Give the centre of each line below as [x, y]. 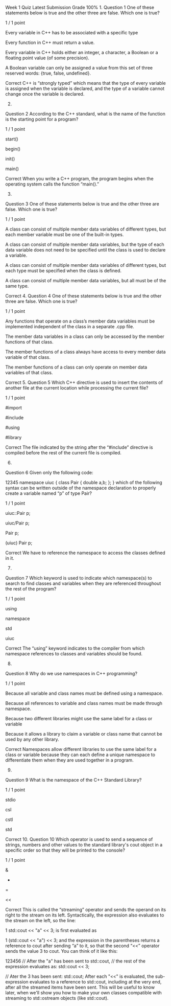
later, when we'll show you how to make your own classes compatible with [83, 993]
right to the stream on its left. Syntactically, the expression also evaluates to [85, 915]
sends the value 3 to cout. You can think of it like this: [62, 951]
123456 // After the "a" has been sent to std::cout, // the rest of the [75, 961]
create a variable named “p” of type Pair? [49, 493]
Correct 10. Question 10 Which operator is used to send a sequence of [79, 839]
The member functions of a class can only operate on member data [76, 367]
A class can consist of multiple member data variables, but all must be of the [86, 280]
